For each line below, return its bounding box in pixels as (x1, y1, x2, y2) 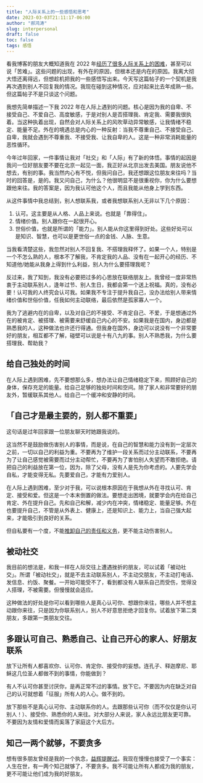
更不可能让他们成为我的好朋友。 (6, 770, 86, 777)
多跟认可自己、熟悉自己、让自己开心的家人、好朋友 (6, 633, 197, 644)
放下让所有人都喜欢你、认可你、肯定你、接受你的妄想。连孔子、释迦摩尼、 (6, 662, 192, 670)
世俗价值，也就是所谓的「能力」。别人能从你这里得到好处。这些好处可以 (14, 225, 193, 232)
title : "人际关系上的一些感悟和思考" (6, 8, 89, 15)
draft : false (6, 31, 39, 38)
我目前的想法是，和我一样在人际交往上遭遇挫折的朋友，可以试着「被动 (6, 564, 181, 571)
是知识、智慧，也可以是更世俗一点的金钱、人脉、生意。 (14, 233, 153, 240)
